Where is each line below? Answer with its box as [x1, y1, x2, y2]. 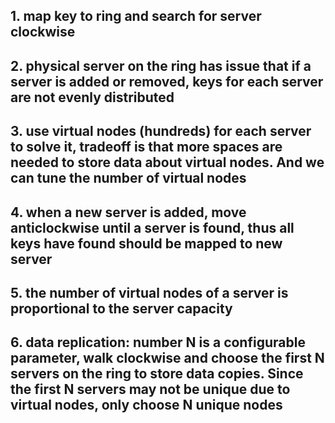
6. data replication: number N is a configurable [10, 334, 306, 351]
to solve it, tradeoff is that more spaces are [10, 139, 283, 156]
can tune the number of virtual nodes [10, 170, 247, 187]
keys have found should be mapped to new [10, 235, 283, 252]
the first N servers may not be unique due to [10, 381, 291, 398]
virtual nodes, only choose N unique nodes [10, 397, 283, 414]
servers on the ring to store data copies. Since [10, 365, 304, 383]
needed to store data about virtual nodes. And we [10, 154, 325, 171]
